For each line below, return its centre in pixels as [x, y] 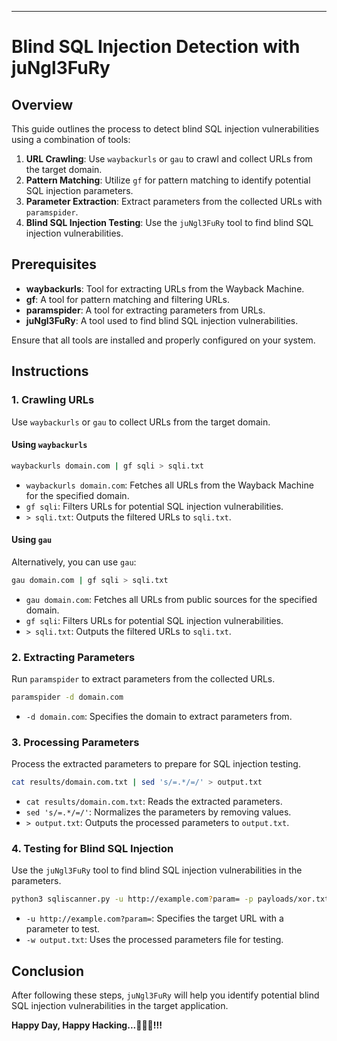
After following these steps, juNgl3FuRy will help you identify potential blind [165, 995]
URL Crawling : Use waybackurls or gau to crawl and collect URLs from [169, 159]
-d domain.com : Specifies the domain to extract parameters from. [159, 716]
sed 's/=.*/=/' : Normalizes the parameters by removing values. [158, 812]
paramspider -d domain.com [67, 697]
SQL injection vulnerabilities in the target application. [120, 1005]
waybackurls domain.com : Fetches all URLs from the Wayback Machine [169, 485]
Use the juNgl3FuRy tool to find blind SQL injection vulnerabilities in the [157, 870]
